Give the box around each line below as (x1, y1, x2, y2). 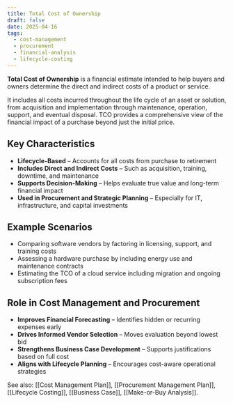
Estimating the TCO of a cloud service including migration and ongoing (17, 269, 220, 277)
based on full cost (17, 353, 70, 361)
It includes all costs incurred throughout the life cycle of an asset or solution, (7, 96, 227, 104)
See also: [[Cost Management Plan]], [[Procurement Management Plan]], (7, 381, 216, 389)
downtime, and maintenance (17, 172, 99, 180)
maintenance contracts (17, 262, 83, 271)
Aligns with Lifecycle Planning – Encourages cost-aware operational (17, 360, 216, 368)
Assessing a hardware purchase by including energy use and (17, 254, 193, 263)
